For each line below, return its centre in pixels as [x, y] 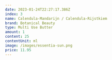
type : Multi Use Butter [29, 28]
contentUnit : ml [21, 41]
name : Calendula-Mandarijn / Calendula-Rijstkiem [56, 18]
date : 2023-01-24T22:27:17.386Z [38, 9]
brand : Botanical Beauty [30, 23]
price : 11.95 [18, 50]
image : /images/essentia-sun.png [39, 45]
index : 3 [14, 14]
